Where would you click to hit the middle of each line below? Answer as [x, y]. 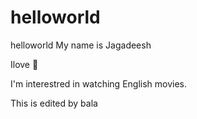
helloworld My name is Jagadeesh [81, 45]
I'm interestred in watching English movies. [99, 83]
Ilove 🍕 [24, 64]
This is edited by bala [54, 103]
